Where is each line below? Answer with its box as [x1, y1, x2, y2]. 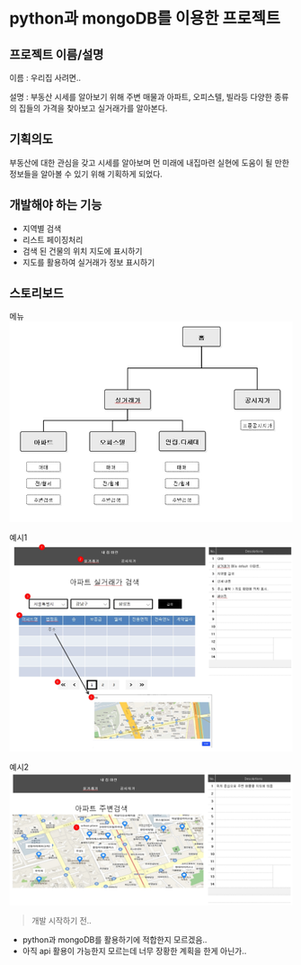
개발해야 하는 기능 [9, 197, 102, 212]
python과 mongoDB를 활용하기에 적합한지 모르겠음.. [22, 934, 208, 945]
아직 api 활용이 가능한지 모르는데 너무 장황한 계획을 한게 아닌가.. [22, 946, 247, 957]
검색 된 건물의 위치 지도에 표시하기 [22, 245, 143, 257]
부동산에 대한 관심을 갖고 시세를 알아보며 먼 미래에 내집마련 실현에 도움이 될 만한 [9, 157, 290, 167]
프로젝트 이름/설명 [9, 47, 104, 62]
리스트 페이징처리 [22, 234, 84, 245]
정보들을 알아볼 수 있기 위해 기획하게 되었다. [9, 168, 164, 179]
